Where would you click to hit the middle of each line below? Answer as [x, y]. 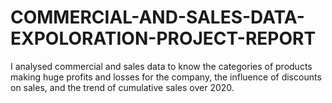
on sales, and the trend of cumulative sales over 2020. [122, 87]
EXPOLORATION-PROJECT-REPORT [163, 38]
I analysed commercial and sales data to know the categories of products [161, 66]
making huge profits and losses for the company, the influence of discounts [166, 77]
